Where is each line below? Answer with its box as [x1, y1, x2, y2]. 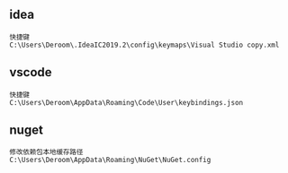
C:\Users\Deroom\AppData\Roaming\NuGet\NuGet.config [9, 156, 211, 165]
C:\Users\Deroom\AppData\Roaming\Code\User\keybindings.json [9, 98, 244, 107]
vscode [9, 65, 52, 80]
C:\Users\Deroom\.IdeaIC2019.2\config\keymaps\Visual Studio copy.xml [9, 40, 280, 49]
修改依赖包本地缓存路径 [9, 148, 84, 157]
